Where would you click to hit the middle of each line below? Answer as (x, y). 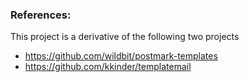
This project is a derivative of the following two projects (125, 37)
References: (41, 15)
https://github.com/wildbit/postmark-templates (121, 56)
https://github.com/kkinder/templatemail (108, 67)
